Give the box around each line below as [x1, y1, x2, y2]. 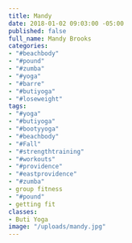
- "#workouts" [8, 155, 56, 163]
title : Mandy [8, 11, 52, 20]
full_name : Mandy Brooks [8, 34, 92, 43]
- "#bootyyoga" [8, 125, 60, 133]
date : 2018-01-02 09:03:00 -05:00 [8, 19, 125, 28]
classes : [8, 207, 38, 215]
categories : [8, 42, 48, 50]
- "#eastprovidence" [8, 170, 78, 178]
